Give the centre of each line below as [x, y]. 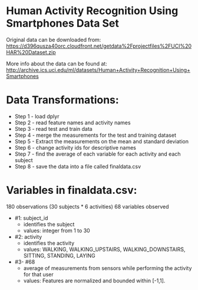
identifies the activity [49, 243]
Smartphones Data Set [63, 23]
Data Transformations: [62, 100]
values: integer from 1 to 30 [57, 230]
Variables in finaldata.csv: [72, 190]
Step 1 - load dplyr [37, 116]
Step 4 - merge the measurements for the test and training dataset [95, 135]
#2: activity [28, 236]
